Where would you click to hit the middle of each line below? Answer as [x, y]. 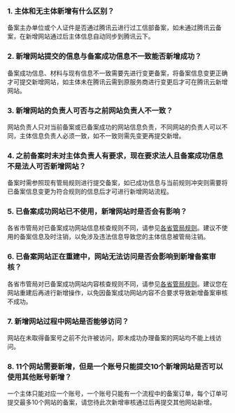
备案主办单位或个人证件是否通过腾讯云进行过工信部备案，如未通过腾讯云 [111, 28]
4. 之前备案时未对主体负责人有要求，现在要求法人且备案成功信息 [115, 156]
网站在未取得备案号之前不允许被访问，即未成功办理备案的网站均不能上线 [111, 338]
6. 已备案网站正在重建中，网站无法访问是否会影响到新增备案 [108, 257]
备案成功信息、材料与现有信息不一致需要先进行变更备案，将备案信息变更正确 [117, 73]
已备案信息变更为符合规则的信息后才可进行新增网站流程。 [90, 191]
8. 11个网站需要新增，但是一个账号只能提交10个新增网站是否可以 [115, 366]
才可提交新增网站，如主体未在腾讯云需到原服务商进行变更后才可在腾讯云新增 [117, 81]
